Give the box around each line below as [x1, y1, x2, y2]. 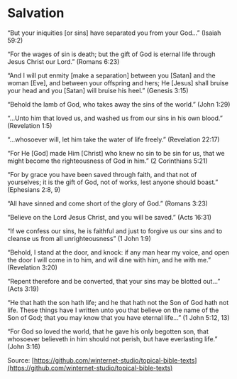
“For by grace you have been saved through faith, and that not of [7, 170, 197, 178]
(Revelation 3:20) [7, 263, 58, 272]
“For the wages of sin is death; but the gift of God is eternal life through [7, 50, 216, 58]
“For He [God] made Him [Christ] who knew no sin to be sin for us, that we [7, 149, 225, 157]
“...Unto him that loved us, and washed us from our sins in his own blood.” [7, 114, 224, 122]
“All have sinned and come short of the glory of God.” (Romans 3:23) [7, 199, 208, 208]
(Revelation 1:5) [7, 121, 53, 129]
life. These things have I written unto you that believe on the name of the [7, 306, 219, 314]
